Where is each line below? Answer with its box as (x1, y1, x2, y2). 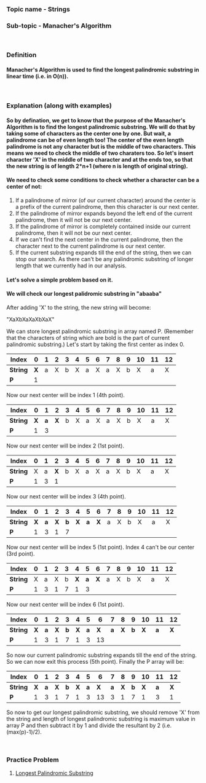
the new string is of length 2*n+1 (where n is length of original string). (6, 162, 188, 170)
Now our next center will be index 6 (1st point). (6, 600, 125, 608)
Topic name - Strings (6, 5, 71, 14)
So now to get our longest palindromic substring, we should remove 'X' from (6, 709, 200, 716)
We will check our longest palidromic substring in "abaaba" (6, 290, 162, 297)
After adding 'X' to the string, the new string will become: (6, 304, 151, 311)
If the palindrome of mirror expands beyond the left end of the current (15, 210, 192, 217)
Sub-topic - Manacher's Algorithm (6, 21, 112, 30)
